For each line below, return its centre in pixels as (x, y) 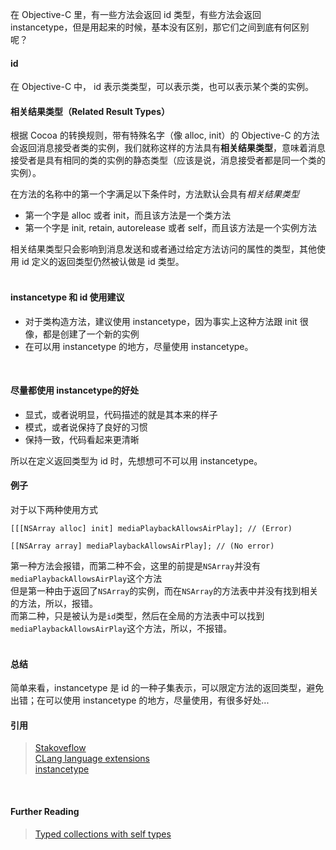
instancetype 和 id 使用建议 (67, 297)
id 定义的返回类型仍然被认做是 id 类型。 (103, 262)
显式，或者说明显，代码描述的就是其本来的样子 (121, 414)
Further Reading (45, 812)
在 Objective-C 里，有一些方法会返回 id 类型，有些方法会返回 (136, 14)
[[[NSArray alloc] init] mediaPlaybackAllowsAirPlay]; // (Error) (151, 529)
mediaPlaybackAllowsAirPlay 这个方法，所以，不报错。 (121, 629)
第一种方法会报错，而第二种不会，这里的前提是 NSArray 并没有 (136, 566)
